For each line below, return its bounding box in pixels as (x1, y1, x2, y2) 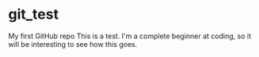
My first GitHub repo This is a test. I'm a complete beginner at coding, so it (8, 31, 252, 41)
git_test (8, 5, 59, 23)
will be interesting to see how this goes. (8, 39, 138, 48)
